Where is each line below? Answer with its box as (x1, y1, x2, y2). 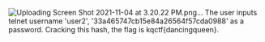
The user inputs (204, 8, 258, 17)
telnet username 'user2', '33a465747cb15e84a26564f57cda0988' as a (8, 16, 245, 26)
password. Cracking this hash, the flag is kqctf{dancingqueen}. (8, 25, 220, 34)
